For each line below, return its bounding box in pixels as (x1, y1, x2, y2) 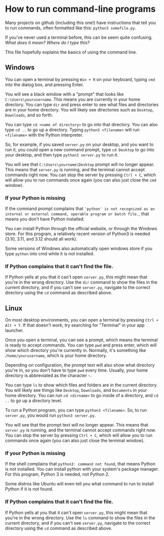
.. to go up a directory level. (5, 398, 63, 403)
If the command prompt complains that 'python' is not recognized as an (5, 206, 155, 212)
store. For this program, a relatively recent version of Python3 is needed (5, 231, 150, 237)
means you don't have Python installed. (5, 216, 85, 222)
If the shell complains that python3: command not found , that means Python (5, 461, 156, 467)
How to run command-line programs (5, 3, 156, 15)
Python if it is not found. (5, 486, 54, 492)
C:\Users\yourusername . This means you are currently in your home (5, 96, 141, 102)
